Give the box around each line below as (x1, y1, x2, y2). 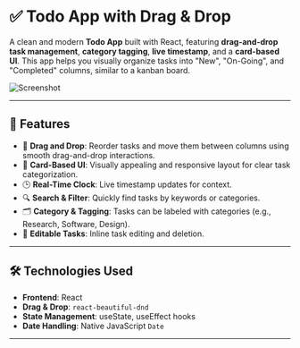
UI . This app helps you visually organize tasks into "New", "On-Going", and (9, 55, 284, 66)
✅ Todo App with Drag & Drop (9, 6, 232, 27)
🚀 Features (9, 116, 71, 132)
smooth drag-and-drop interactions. (21, 149, 155, 160)
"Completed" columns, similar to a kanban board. (9, 64, 190, 75)
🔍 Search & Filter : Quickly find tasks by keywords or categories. (21, 192, 261, 203)
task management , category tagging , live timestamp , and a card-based (9, 46, 279, 56)
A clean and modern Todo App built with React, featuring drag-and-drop (9, 36, 279, 47)
